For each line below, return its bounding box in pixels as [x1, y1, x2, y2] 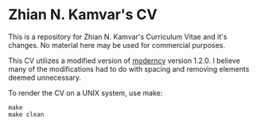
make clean [8, 110, 45, 119]
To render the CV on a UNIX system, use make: [8, 88, 163, 97]
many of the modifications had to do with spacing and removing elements [8, 64, 250, 73]
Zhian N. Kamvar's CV [8, 6, 158, 24]
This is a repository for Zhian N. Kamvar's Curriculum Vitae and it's [8, 32, 228, 41]
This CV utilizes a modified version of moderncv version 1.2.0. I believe [8, 56, 240, 65]
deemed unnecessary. [8, 72, 82, 82]
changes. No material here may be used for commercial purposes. [8, 40, 225, 49]
